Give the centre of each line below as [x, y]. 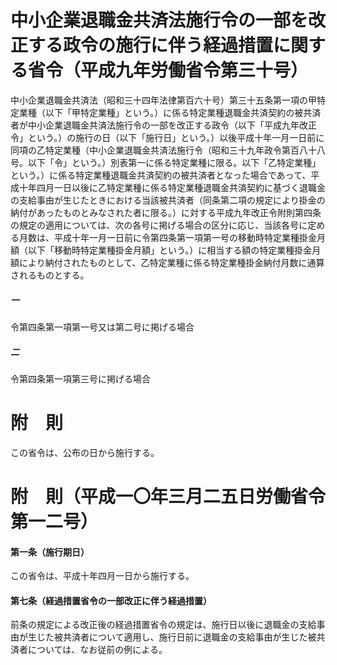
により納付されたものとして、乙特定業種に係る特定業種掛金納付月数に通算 [171, 262]
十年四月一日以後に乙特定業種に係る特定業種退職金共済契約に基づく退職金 [172, 187]
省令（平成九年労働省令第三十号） [168, 70]
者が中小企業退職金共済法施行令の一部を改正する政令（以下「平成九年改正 [163, 125]
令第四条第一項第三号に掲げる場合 [80, 378]
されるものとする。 [50, 275]
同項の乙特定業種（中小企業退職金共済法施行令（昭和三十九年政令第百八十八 [168, 150]
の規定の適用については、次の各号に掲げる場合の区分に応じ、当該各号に [159, 225]
